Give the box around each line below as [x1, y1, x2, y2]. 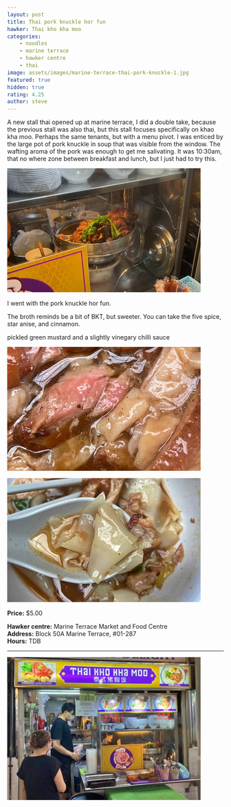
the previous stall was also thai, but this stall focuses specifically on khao [7, 125, 214, 134]
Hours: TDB [7, 637, 41, 645]
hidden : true [7, 83, 45, 91]
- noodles [19, 40, 48, 48]
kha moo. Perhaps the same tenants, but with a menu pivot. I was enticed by [7, 133, 223, 141]
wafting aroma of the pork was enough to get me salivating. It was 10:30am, [7, 147, 222, 156]
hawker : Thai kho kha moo [7, 25, 81, 32]
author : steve [7, 98, 48, 105]
